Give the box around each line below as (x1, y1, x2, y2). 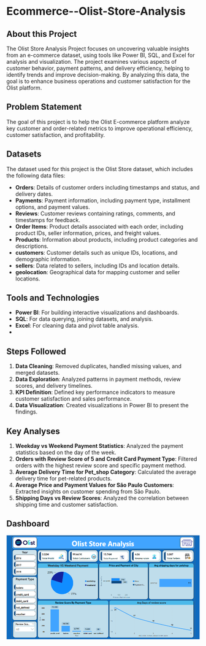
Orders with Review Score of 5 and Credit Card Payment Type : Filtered (15, 455, 197, 463)
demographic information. (15, 255, 82, 263)
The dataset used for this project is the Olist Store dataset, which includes (6, 165, 193, 172)
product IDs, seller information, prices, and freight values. (15, 229, 161, 237)
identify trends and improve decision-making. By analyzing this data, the (6, 71, 189, 78)
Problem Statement (6, 102, 82, 112)
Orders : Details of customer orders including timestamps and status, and (15, 183, 200, 191)
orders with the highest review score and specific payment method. (15, 462, 186, 469)
